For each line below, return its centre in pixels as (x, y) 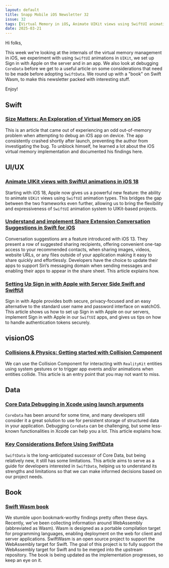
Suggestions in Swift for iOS (40, 228)
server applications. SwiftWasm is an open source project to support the (80, 539)
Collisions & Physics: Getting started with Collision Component (84, 352)
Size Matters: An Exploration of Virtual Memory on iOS (73, 119)
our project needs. (24, 477)
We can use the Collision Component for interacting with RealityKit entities (84, 363)
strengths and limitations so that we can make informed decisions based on (83, 471)
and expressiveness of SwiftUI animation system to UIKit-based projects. (81, 209)
